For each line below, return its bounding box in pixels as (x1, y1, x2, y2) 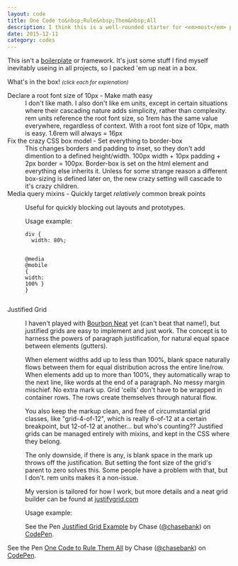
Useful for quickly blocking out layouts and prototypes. (25, 203, 186, 212)
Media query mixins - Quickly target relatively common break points (7, 190, 206, 198)
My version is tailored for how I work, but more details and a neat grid (25, 487, 228, 496)
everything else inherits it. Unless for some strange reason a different (25, 167, 228, 175)
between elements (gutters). (25, 342, 108, 350)
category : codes (7, 37, 55, 44)
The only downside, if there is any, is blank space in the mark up (25, 451, 212, 459)
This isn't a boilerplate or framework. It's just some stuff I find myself (7, 56, 209, 65)
